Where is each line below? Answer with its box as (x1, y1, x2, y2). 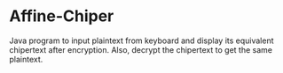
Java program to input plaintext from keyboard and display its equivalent (9, 35, 274, 46)
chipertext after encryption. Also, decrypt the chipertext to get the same (9, 44, 273, 55)
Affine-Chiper (9, 6, 114, 26)
